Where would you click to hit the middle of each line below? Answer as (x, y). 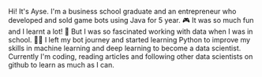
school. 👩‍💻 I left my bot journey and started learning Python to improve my (129, 40)
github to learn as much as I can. (61, 65)
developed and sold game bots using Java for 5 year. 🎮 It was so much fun (131, 20)
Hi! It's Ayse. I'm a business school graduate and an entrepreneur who (122, 11)
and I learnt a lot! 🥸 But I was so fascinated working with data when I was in (131, 31)
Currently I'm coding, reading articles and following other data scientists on (131, 57)
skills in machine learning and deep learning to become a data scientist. (125, 48)
